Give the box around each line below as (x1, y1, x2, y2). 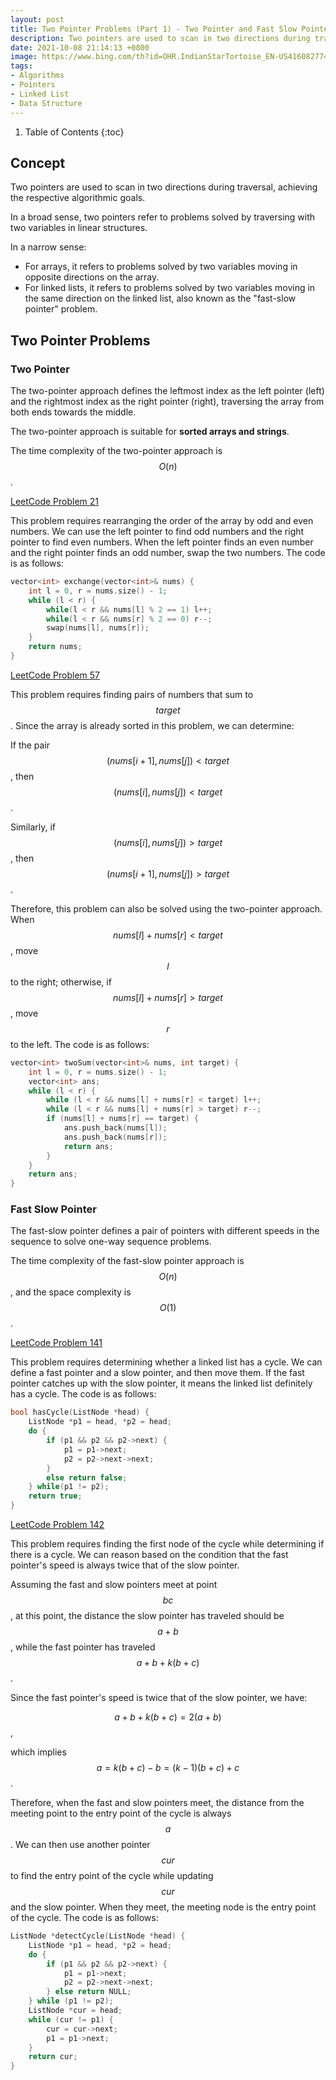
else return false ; (46, 1472, 128, 1483)
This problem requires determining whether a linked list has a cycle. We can (10, 1356, 323, 1368)
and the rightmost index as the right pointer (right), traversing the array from (10, 396, 325, 407)
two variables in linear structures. (10, 222, 148, 234)
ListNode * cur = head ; (28, 2006, 123, 2016)
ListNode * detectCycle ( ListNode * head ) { (10, 1931, 186, 1941)
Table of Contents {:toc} (24, 126, 125, 138)
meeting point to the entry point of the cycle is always (10, 1807, 232, 1820)
